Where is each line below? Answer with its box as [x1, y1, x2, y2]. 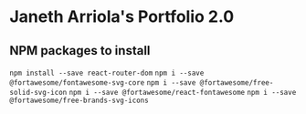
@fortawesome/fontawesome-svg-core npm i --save [9, 78, 196, 88]
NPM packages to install [9, 43, 151, 58]
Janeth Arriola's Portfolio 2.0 [9, 6, 235, 27]
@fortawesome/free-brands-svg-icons [9, 96, 149, 105]
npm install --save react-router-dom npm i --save [9, 68, 205, 78]
